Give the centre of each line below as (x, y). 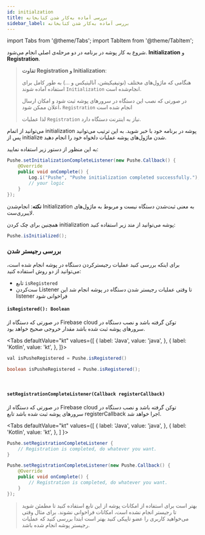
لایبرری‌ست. (21, 213)
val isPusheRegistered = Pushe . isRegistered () (67, 358)
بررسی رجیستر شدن (34, 251)
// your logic (47, 183)
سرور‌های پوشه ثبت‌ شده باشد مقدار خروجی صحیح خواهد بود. (76, 329)
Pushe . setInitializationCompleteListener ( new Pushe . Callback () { (91, 160)
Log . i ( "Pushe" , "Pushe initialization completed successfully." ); (115, 178)
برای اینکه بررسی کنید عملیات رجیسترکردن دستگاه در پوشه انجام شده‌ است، (93, 264)
